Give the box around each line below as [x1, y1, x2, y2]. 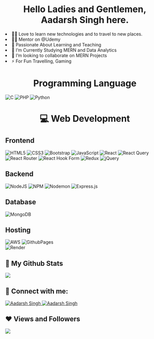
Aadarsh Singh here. [40, 14, 129, 26]
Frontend [5, 136, 35, 145]
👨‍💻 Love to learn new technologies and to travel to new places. [12, 31, 143, 37]
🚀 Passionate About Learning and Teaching [12, 41, 101, 47]
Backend [5, 170, 34, 179]
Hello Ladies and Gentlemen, [23, 4, 146, 15]
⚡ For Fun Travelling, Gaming [12, 58, 72, 64]
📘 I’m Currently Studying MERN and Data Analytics [12, 47, 117, 53]
